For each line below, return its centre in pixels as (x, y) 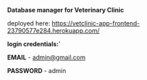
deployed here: (29, 23)
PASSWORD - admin (37, 71)
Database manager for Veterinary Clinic (66, 10)
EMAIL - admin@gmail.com (46, 57)
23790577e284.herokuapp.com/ (53, 31)
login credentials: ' (34, 44)
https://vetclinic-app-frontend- (96, 23)
